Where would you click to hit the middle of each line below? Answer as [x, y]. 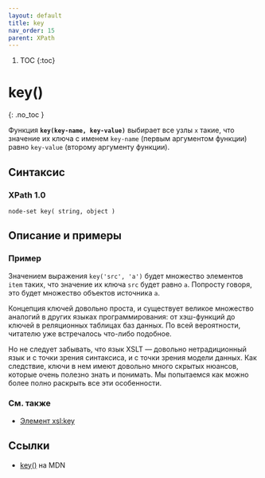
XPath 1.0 [27, 194]
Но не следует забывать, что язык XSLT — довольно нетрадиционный [127, 349]
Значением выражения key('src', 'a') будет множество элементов [126, 276]
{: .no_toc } [26, 115]
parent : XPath [32, 38]
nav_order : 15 [32, 30]
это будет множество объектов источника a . [84, 292]
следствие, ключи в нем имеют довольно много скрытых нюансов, [123, 366]
